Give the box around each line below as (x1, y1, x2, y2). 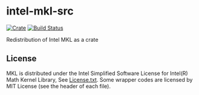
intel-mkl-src (6, 4, 74, 18)
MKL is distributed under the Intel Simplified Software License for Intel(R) (6, 70, 189, 77)
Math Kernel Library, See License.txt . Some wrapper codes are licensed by (6, 76, 193, 83)
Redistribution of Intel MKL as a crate (6, 36, 99, 43)
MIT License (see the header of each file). (6, 82, 111, 90)
